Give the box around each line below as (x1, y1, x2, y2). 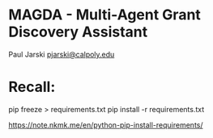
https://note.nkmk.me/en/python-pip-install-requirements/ (8, 119, 204, 130)
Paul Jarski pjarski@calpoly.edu (8, 49, 115, 59)
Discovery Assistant (8, 23, 148, 41)
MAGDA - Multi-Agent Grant (8, 6, 201, 24)
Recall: (8, 78, 56, 96)
